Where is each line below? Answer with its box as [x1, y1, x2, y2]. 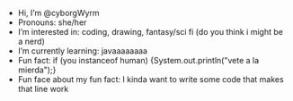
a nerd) [17, 36, 45, 46]
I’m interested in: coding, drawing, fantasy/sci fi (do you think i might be [17, 27, 283, 37]
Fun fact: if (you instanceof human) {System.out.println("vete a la [17, 55, 260, 65]
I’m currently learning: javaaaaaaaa [17, 46, 148, 56]
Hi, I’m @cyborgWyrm [17, 8, 101, 18]
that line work [17, 84, 69, 94]
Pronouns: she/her [17, 17, 87, 28]
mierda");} [17, 64, 57, 75]
